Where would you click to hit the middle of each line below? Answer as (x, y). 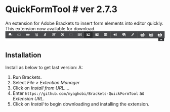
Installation (23, 55)
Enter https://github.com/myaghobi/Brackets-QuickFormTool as (78, 93)
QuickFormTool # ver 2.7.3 (61, 9)
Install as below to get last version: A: (44, 67)
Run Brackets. (27, 77)
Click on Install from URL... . (41, 88)
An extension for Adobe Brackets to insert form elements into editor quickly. (84, 23)
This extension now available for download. (51, 28)
